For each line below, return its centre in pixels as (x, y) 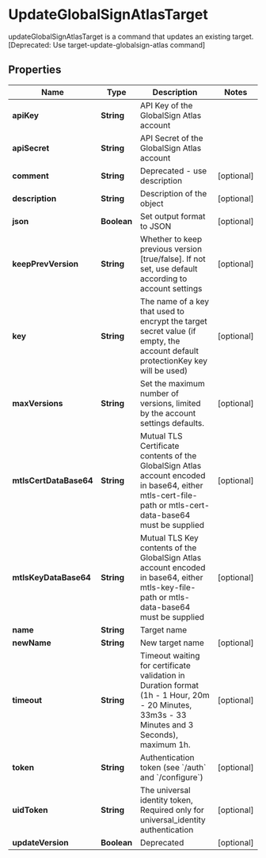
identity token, (167, 799)
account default (169, 351)
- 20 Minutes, (166, 704)
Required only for (172, 810)
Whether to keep (171, 239)
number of (160, 393)
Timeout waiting (170, 655)
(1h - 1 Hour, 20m (175, 695)
